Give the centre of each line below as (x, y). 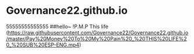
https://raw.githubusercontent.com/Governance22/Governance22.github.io (98, 32)
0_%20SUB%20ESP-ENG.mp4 (43, 45)
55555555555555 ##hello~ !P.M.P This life (57, 26)
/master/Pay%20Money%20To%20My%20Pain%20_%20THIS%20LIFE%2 (97, 38)
